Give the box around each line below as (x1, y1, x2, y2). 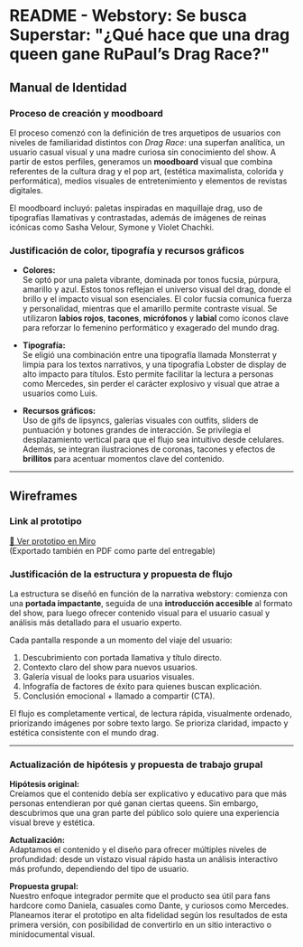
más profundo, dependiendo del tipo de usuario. (9, 864, 189, 875)
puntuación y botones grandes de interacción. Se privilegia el (22, 425, 251, 436)
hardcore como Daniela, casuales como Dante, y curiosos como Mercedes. (9, 900, 289, 911)
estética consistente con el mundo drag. (9, 727, 160, 738)
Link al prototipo (9, 515, 83, 528)
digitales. (9, 184, 43, 195)
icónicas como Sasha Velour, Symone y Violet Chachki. (9, 221, 215, 232)
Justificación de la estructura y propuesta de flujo (9, 567, 233, 580)
